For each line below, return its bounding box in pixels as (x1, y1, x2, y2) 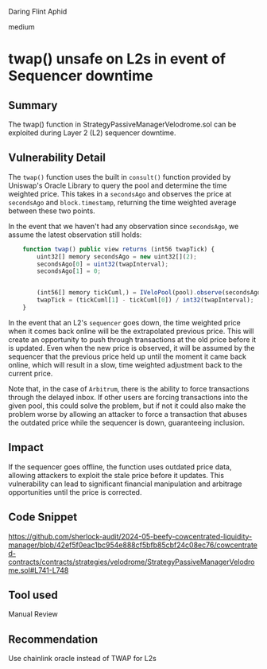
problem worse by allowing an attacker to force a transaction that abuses (8, 409, 248, 418)
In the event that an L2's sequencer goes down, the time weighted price (8, 317, 241, 327)
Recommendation (8, 632, 98, 646)
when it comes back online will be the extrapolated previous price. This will (8, 326, 254, 336)
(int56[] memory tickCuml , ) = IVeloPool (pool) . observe (37, 289, 222, 297)
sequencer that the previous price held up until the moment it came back (8, 352, 246, 361)
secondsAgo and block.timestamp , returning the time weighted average (8, 197, 237, 207)
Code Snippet (8, 511, 78, 524)
